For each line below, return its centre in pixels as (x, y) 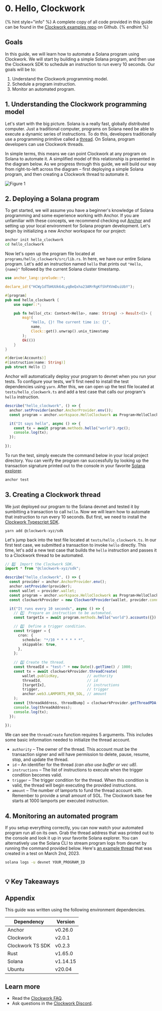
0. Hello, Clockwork (45, 8)
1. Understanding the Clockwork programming (76, 104)
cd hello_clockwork (25, 245)
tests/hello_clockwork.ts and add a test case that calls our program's (75, 392)
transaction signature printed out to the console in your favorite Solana (75, 465)
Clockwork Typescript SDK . (32, 522)
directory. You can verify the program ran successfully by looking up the (77, 460)
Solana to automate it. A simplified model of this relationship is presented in (80, 158)
